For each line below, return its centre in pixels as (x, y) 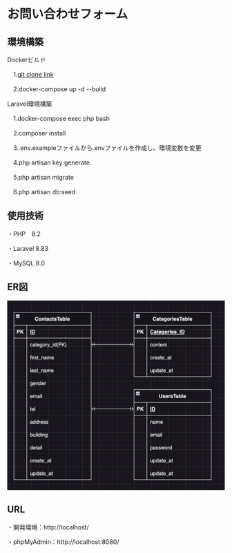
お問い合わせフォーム (68, 14)
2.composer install (39, 133)
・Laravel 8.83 (28, 248)
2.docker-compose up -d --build (59, 89)
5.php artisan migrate (43, 177)
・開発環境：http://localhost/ (48, 527)
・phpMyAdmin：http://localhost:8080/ (63, 542)
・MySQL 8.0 (26, 263)
